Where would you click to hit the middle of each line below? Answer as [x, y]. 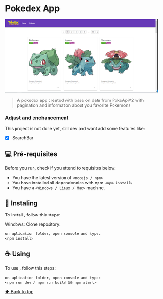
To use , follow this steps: [31, 268]
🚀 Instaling [21, 203]
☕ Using [18, 254]
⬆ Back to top [19, 291]
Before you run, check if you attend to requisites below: [60, 168]
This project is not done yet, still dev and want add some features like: [75, 129]
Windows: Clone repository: [33, 224]
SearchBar [23, 138]
